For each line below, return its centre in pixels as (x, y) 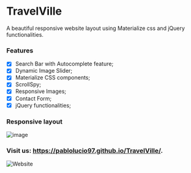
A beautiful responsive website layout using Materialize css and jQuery (96, 28)
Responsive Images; (41, 91)
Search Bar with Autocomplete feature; (64, 64)
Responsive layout (35, 122)
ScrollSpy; (28, 84)
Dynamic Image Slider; (44, 71)
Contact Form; (33, 98)
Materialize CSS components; (53, 78)
